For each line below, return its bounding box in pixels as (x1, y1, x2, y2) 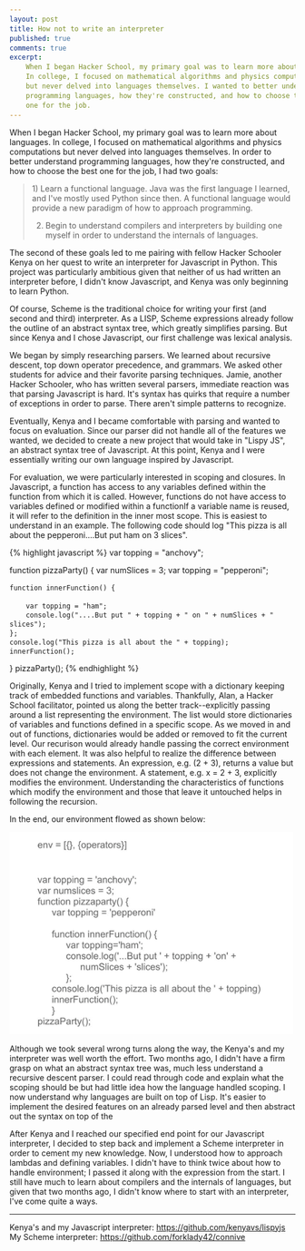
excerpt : (9, 53, 43, 63)
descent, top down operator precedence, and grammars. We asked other (9, 359, 283, 370)
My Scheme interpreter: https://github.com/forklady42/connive (9, 1231, 246, 1242)
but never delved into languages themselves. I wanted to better (25, 82, 279, 91)
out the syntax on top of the (9, 1110, 113, 1121)
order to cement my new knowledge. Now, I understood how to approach (9, 1148, 283, 1158)
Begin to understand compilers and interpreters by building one (44, 220, 283, 230)
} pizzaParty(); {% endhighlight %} (9, 662, 139, 673)
